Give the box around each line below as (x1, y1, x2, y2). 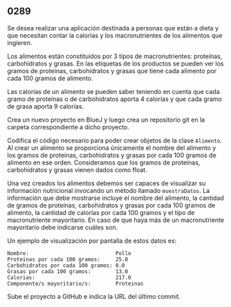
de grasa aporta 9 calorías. (7, 102, 84, 110)
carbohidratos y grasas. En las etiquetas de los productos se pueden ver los (7, 59, 224, 68)
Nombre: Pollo (7, 250, 131, 257)
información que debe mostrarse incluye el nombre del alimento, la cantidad (7, 194, 225, 202)
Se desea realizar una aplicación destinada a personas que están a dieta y (7, 24, 219, 32)
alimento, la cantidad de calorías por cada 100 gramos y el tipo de (7, 208, 195, 216)
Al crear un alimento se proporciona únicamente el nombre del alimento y (7, 143, 216, 151)
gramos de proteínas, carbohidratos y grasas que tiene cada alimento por (7, 66, 217, 75)
